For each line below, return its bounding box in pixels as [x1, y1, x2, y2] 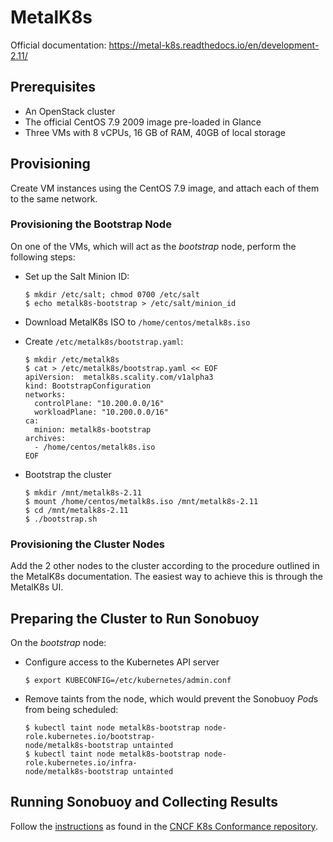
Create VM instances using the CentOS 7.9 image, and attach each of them [10, 182, 320, 194]
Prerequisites [10, 79, 96, 96]
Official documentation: [10, 39, 107, 51]
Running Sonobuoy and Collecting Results [10, 794, 279, 811]
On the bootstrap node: [10, 636, 107, 648]
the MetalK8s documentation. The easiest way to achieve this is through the [10, 571, 324, 583]
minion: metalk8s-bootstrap [34, 424, 152, 435]
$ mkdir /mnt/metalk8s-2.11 [24, 487, 142, 498]
